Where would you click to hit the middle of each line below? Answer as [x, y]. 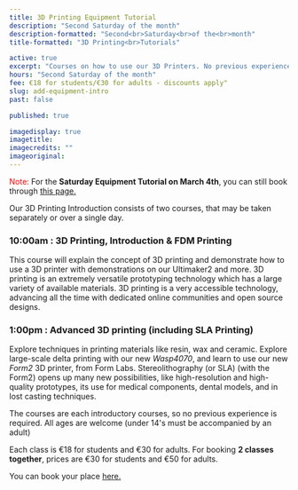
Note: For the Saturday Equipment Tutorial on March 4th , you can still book [149, 181]
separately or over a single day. [67, 217]
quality [22, 387]
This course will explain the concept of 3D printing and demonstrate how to [147, 260]
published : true [39, 115]
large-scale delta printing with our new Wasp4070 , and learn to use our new [149, 359]
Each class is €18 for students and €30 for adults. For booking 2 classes [141, 450]
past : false [31, 99]
